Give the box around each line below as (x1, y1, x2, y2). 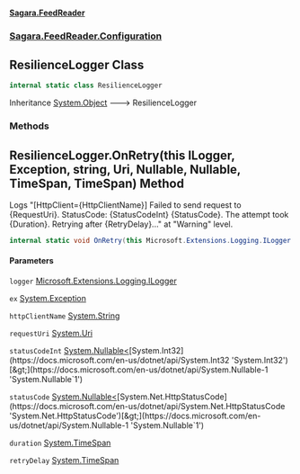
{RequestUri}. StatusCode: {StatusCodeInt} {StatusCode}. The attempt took (9, 209, 289, 219)
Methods (9, 120, 49, 132)
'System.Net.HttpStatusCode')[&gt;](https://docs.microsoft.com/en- (9, 410, 261, 422)
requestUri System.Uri (9, 328, 93, 339)
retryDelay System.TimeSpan (9, 455, 119, 466)
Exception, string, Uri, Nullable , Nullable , (9, 162, 241, 177)
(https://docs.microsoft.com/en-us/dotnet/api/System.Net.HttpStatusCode (9, 401, 286, 412)
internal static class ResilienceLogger (9, 81, 163, 90)
